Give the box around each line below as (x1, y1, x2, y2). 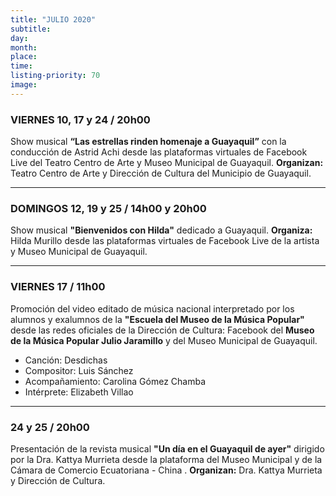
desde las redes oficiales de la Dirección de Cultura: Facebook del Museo (10, 324, 315, 336)
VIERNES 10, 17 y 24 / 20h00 (10, 112, 151, 126)
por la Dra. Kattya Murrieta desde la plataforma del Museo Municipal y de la (10, 453, 323, 465)
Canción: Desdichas (24, 354, 108, 366)
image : (10, 80, 38, 90)
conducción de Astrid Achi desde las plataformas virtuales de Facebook (10, 146, 308, 158)
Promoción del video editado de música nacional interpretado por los (10, 302, 295, 315)
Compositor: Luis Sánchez (24, 364, 134, 376)
